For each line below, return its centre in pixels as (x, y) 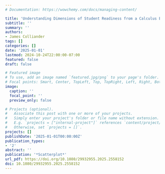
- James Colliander (25, 37)
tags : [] (14, 41)
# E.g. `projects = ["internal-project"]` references (63, 123)
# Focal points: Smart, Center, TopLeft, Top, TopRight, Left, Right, (79, 82)
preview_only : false (30, 100)
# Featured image (23, 73)
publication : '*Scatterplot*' (36, 155)
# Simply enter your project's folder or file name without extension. (82, 118)
